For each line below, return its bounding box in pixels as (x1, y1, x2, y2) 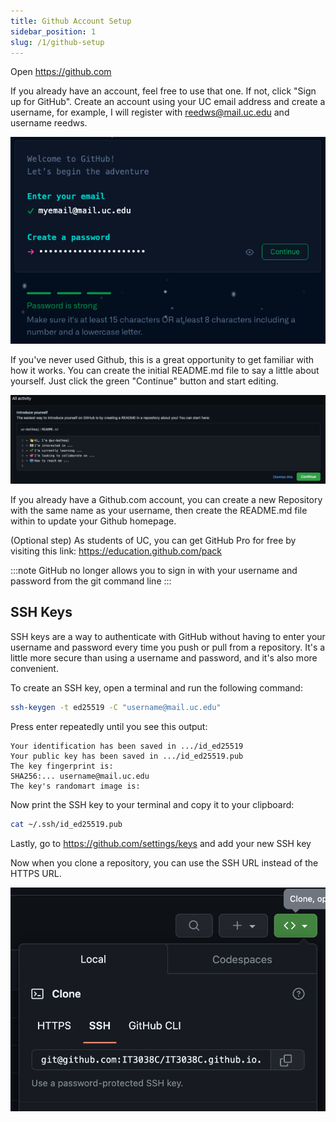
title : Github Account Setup (10, 16, 132, 26)
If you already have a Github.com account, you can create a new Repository (10, 494, 323, 505)
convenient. (10, 662, 59, 674)
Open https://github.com (10, 66, 112, 78)
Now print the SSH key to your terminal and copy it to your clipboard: (10, 798, 295, 810)
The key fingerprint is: (10, 761, 114, 771)
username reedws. (10, 117, 88, 129)
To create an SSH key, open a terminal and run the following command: (10, 681, 303, 694)
